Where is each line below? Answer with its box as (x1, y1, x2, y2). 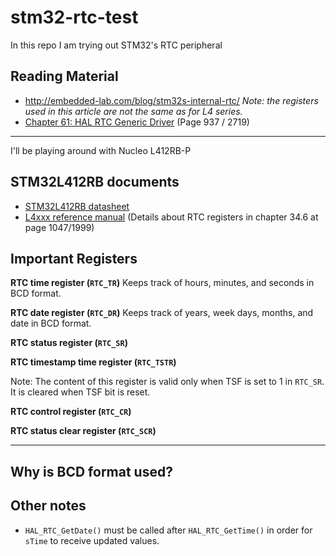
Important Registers (10, 250, 138, 267)
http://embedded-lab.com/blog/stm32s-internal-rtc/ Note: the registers (24, 94, 319, 106)
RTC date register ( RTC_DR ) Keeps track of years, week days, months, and (10, 307, 314, 319)
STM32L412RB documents (10, 174, 180, 191)
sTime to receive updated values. (24, 534, 160, 546)
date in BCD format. (10, 317, 92, 330)
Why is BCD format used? (10, 463, 173, 480)
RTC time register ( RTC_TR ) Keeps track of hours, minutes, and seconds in (10, 277, 315, 289)
